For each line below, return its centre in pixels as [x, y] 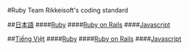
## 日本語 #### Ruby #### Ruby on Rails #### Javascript [89, 25]
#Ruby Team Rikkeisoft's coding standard [68, 10]
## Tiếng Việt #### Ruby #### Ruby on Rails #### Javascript [94, 39]
